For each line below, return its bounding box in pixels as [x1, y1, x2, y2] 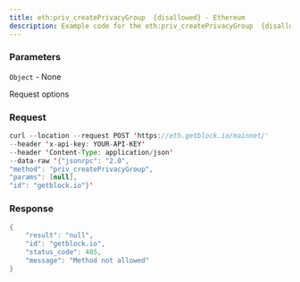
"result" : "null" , [25, 231, 94, 240]
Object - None [9, 71, 62, 81]
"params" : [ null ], [9, 173, 78, 182]
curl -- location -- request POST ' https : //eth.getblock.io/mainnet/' [9, 132, 270, 141]
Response [9, 202, 54, 215]
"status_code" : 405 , [25, 248, 102, 257]
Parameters [9, 51, 61, 64]
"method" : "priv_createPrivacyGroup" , [9, 165, 154, 174]
